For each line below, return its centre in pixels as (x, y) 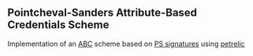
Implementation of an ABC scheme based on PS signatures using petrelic (126, 44)
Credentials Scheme (58, 25)
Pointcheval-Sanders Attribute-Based (102, 13)
